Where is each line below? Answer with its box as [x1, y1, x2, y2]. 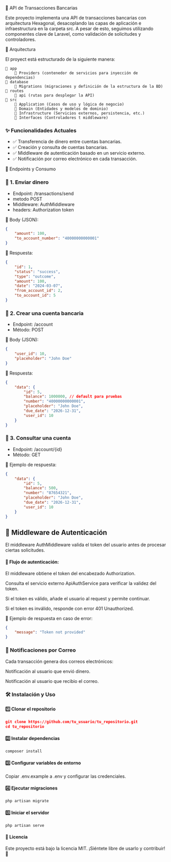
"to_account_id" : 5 [14, 293, 56, 298]
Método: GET [12, 452, 41, 458]
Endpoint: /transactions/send [12, 190, 74, 196]
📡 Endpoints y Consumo [5, 166, 56, 172]
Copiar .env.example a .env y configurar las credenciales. [5, 773, 126, 779]
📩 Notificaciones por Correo [5, 647, 76, 654]
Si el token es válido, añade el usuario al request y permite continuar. [5, 595, 151, 602]
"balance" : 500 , [23, 485, 58, 491]
